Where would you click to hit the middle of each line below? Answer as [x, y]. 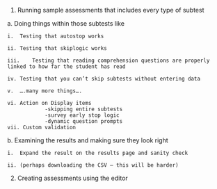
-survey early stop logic [82, 115]
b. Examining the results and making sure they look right [88, 140]
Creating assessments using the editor [73, 178]
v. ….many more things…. [45, 91]
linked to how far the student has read [67, 67]
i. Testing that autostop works [56, 36]
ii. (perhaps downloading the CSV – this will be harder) [93, 165]
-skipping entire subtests [83, 109]
